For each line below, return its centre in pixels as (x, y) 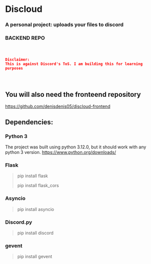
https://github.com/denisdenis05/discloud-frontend (58, 106)
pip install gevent (35, 257)
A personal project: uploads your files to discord (64, 25)
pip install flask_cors (38, 186)
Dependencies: (29, 122)
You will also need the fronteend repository (73, 95)
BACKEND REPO (25, 38)
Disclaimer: (17, 60)
